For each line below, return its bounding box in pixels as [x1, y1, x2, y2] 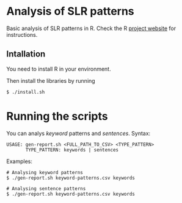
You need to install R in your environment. [6, 65, 111, 72]
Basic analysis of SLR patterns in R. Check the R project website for [6, 25, 176, 32]
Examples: [6, 158, 32, 165]
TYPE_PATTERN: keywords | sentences [25, 147, 119, 153]
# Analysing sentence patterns [6, 185, 86, 191]
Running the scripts [6, 109, 108, 123]
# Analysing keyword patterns [6, 169, 84, 175]
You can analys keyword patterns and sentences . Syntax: [6, 129, 151, 137]
